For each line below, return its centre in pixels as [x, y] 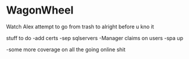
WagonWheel [40, 10]
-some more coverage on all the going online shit [66, 49]
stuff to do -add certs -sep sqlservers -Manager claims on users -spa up [95, 38]
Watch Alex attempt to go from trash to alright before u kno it [80, 27]
